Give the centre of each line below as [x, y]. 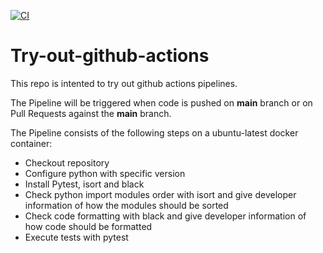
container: [31, 143]
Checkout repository [67, 162]
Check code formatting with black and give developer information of [165, 216]
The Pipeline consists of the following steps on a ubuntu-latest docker [154, 132]
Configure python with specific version [105, 173]
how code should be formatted [88, 226]
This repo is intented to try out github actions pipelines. [124, 83]
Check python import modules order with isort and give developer [160, 194]
